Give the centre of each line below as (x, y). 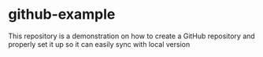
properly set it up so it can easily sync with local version (99, 44)
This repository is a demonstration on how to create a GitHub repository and (132, 36)
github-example (62, 14)
